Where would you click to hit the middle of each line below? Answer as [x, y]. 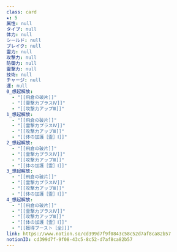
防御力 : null [21, 63]
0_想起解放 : [20, 92]
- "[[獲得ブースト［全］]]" [42, 228]
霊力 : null [19, 52]
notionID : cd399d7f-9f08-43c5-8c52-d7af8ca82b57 [70, 239]
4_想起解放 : [20, 199]
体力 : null [19, 35]
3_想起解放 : [20, 171]
